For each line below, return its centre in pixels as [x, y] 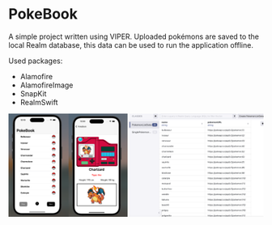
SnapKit [33, 93]
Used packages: [36, 61]
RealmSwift [39, 102]
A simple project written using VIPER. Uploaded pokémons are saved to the [134, 36]
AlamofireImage [47, 85]
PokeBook [43, 14]
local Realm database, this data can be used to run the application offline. [131, 45]
